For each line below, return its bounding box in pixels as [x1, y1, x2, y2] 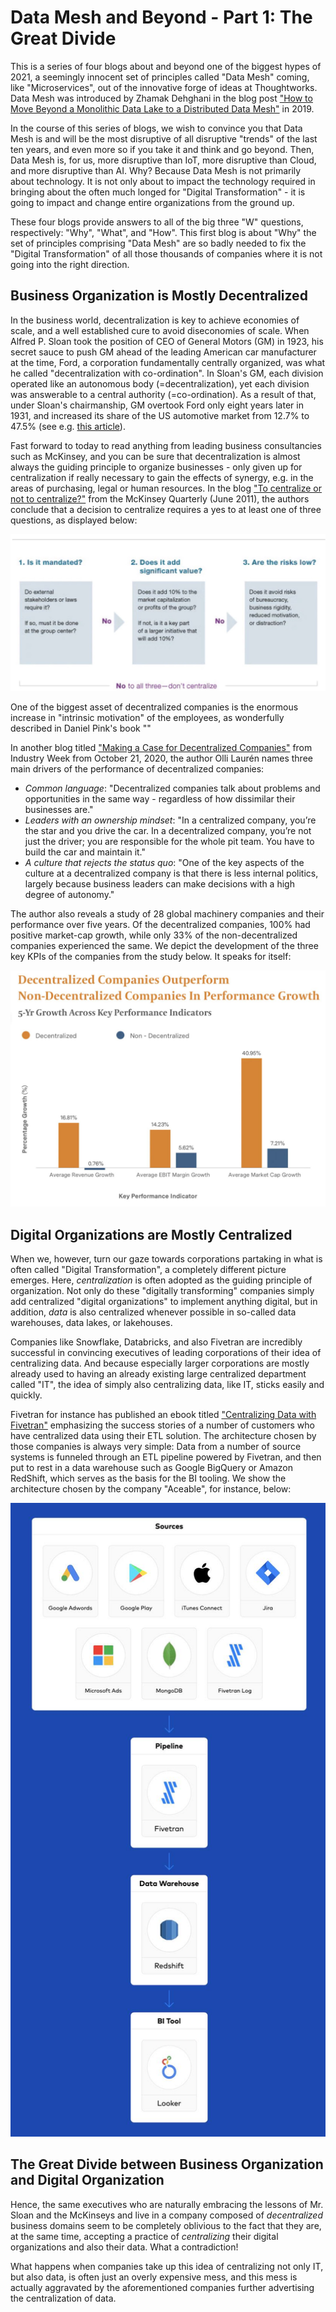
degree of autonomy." [24, 889, 115, 901]
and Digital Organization [10, 2172, 165, 2189]
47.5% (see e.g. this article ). [10, 420, 126, 432]
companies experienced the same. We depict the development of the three [10, 940, 319, 952]
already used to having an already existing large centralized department [10, 1368, 307, 1380]
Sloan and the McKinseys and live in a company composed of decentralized [10, 2209, 323, 2221]
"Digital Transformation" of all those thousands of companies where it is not [10, 247, 323, 260]
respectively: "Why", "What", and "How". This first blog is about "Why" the [10, 226, 317, 238]
